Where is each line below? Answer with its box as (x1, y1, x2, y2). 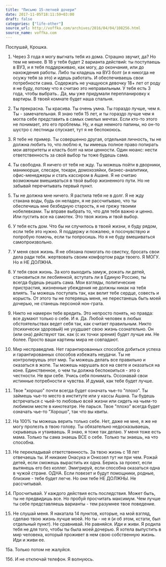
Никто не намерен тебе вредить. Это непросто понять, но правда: (12, 310, 154, 316)
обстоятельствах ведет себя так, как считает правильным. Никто (12, 321, 152, 326)
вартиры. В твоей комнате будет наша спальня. (12, 96, 114, 102)
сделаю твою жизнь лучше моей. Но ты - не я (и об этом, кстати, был (12, 516, 161, 522)
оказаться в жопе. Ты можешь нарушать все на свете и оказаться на (12, 362, 160, 368)
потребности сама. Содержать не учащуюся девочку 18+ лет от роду (12, 80, 161, 86)
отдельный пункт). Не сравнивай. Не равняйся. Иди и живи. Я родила (12, 521, 161, 527)
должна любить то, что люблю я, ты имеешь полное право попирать (12, 142, 159, 147)
